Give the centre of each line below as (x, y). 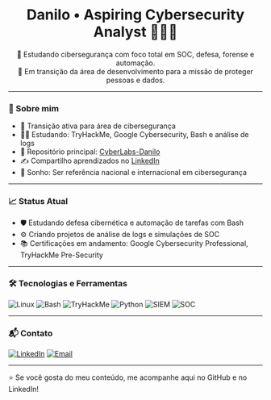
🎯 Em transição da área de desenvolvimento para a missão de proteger (135, 71)
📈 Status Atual (38, 202)
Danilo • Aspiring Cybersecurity (135, 15)
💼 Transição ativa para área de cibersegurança (98, 126)
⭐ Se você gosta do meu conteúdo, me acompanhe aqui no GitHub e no (128, 377)
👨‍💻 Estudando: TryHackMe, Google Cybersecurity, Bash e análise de (134, 135)
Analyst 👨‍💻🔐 (135, 32)
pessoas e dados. (135, 80)
